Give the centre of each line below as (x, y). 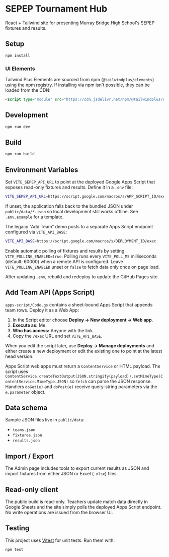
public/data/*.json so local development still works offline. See (72, 211)
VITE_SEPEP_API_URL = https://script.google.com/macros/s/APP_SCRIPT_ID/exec (86, 196)
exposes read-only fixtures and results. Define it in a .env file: (69, 187)
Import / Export (29, 456)
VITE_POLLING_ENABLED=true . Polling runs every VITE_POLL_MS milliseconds (81, 256)
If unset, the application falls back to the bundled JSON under (69, 206)
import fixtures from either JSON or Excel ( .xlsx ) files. (62, 474)
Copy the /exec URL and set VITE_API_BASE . (57, 336)
